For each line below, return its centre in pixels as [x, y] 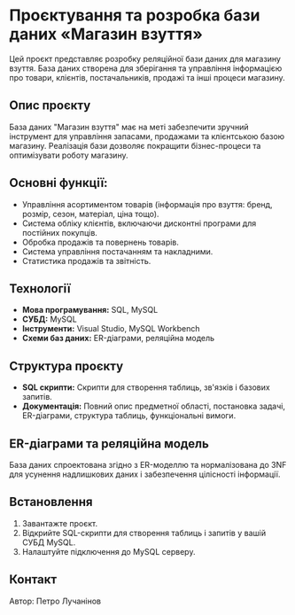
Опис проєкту [50, 106]
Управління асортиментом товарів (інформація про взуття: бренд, [147, 204]
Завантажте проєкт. [60, 523]
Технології [40, 288]
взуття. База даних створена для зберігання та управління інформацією [146, 68]
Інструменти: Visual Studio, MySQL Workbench [111, 329]
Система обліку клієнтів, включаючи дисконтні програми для [139, 223]
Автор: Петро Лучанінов [55, 601]
